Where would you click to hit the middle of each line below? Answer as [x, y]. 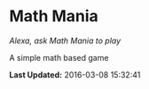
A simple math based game [59, 57]
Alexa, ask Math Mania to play [65, 41]
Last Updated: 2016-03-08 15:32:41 [75, 74]
